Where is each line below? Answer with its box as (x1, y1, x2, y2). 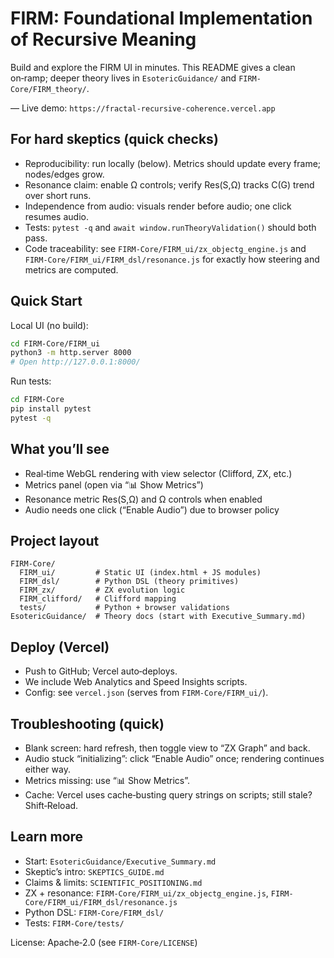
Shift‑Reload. (24, 800, 79, 812)
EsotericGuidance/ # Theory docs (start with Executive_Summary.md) (10, 612, 307, 622)
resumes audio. (24, 210, 89, 222)
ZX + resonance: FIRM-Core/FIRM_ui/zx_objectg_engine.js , (24, 887, 269, 899)
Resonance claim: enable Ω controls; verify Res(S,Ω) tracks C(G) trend (24, 178, 315, 191)
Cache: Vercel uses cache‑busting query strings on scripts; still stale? (24, 789, 313, 801)
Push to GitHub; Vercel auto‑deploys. (24, 665, 178, 677)
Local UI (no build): (10, 319, 89, 331)
